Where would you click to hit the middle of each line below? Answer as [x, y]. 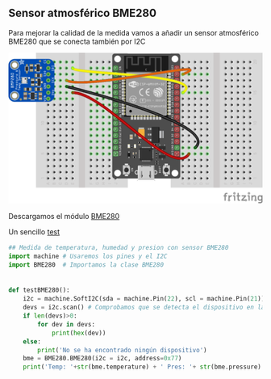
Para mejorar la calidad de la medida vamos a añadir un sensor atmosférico [134, 32]
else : [32, 341]
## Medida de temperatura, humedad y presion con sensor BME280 [119, 248]
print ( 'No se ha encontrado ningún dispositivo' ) [122, 350]
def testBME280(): [39, 290]
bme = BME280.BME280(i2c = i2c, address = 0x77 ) [102, 359]
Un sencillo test [34, 232]
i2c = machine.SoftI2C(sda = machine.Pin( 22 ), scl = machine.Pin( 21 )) [144, 299]
